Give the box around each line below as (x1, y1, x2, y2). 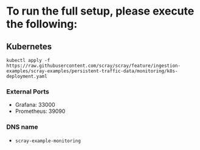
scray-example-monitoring (15, 138, 81, 144)
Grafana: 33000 (15, 101, 56, 109)
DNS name (6, 123, 38, 131)
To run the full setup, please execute (6, 4, 195, 18)
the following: (6, 17, 78, 31)
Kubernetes (6, 41, 52, 52)
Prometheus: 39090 (15, 107, 66, 115)
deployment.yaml (6, 73, 47, 80)
